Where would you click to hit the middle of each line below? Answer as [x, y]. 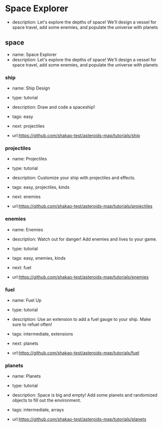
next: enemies [26, 197]
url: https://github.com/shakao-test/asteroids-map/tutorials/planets [79, 419]
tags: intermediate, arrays [38, 410]
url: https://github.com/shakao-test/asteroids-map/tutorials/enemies [80, 277]
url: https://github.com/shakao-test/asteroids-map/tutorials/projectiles [82, 206]
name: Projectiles [30, 159]
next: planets [25, 343]
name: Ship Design [31, 88]
